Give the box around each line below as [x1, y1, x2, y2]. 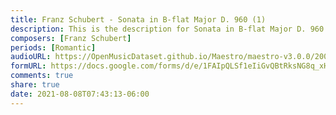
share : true [10, 80, 60, 90]
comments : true [10, 71, 74, 81]
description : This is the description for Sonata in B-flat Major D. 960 [10, 24, 325, 34]
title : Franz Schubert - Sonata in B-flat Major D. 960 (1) [10, 14, 267, 25]
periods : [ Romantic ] [10, 42, 97, 53]
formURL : [10, 61, 47, 71]
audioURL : [10, 52, 52, 62]
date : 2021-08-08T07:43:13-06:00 [10, 89, 150, 99]
